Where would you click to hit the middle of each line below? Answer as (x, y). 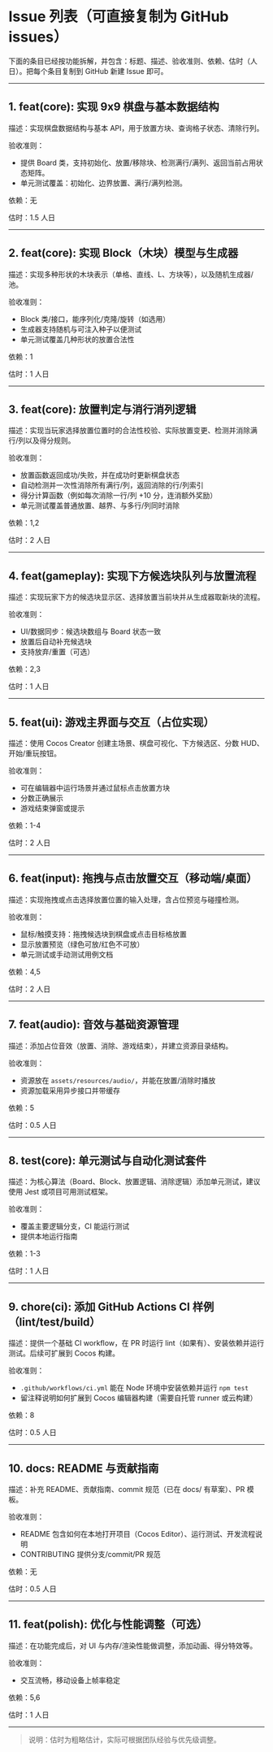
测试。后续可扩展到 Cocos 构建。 (64, 1353)
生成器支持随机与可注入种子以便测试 (81, 329)
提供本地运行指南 (49, 1237)
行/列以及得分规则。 (42, 440)
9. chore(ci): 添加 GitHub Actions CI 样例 (111, 1306)
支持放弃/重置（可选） (57, 652)
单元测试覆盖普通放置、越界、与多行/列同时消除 (100, 505)
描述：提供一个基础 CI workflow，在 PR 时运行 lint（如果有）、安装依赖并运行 (136, 1343)
